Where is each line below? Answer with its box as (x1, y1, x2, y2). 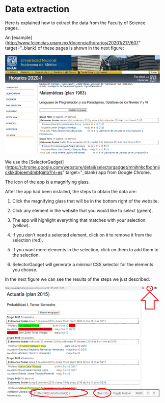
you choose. (12, 267, 38, 273)
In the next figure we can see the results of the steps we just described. (5, 276, 150, 282)
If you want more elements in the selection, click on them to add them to (12, 247, 159, 253)
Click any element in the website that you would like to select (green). (12, 208, 153, 214)
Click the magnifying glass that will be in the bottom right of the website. (12, 198, 159, 204)
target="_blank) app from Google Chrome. (65, 169, 151, 175)
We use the (5, 159, 28, 165)
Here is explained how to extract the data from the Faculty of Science (5, 20, 146, 26)
